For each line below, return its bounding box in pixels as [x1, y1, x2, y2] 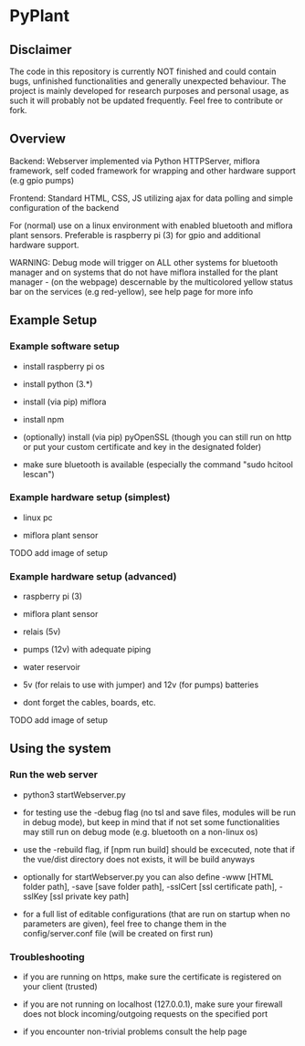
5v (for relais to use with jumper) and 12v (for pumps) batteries [22, 679, 259, 690]
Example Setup [9, 312, 98, 329]
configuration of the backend [9, 202, 120, 213]
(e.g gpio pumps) [9, 174, 75, 185]
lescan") [22, 468, 55, 479]
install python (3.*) [22, 378, 93, 389]
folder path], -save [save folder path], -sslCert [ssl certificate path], [22, 881, 278, 892]
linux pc [22, 512, 53, 523]
